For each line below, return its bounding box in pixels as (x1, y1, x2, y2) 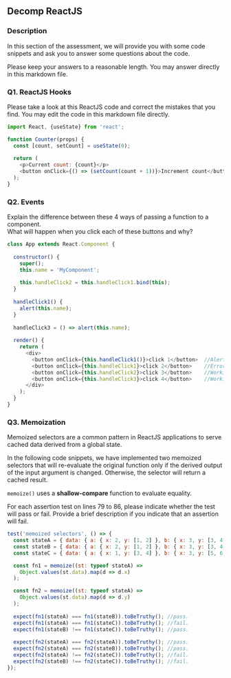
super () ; (19, 260, 45, 267)
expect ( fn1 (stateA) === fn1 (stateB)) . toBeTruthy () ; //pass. (13, 613, 189, 620)
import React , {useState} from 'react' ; (7, 123, 125, 130)
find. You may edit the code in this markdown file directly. (7, 110, 170, 118)
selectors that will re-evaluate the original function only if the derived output (7, 461, 223, 470)
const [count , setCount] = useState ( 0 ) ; (13, 142, 131, 149)
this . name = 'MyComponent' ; (19, 266, 100, 273)
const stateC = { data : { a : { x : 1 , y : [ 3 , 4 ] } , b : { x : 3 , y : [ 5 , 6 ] (13, 550, 226, 557)
